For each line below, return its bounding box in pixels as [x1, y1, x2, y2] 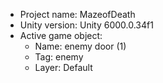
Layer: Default [34, 62, 93, 73]
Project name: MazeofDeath [19, 9, 136, 20]
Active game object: [19, 30, 103, 41]
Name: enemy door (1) [34, 40, 127, 52]
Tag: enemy [34, 51, 84, 63]
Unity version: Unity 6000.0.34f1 [19, 19, 154, 31]
